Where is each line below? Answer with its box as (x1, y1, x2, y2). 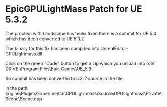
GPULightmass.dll (5, 51, 42, 57)
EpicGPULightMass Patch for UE (5, 3, 142, 15)
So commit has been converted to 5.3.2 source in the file (5, 75, 123, 81)
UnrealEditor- (100, 45, 128, 51)
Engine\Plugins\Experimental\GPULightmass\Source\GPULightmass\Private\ (5, 90, 162, 96)
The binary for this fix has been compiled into (5, 45, 100, 51)
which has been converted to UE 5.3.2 (5, 36, 85, 42)
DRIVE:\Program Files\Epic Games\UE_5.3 (5, 66, 92, 72)
